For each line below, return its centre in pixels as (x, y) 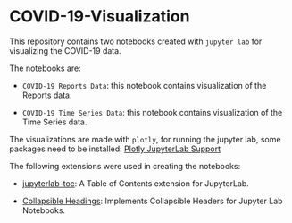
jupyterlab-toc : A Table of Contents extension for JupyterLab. (136, 183)
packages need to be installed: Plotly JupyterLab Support (115, 149)
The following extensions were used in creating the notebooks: (125, 166)
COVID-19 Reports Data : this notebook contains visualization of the (144, 85)
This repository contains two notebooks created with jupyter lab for (136, 41)
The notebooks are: (46, 68)
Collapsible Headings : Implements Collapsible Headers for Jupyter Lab (152, 201)
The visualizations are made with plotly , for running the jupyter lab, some (145, 139)
